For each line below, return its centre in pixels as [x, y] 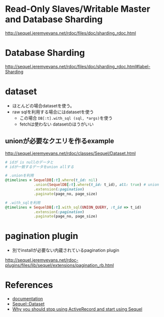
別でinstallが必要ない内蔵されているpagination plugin [66, 250]
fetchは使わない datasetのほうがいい [57, 124]
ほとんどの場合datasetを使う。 [43, 106]
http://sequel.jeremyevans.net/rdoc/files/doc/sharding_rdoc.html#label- [78, 66]
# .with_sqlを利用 [23, 203]
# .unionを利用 [19, 176]
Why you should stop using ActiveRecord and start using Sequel [77, 309]
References [29, 285]
